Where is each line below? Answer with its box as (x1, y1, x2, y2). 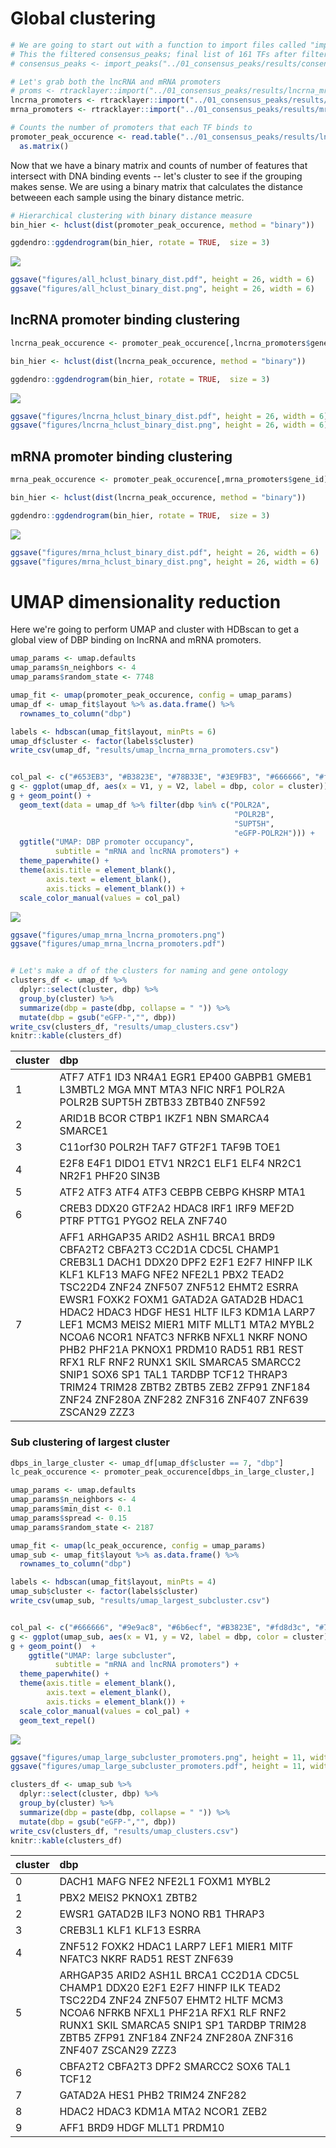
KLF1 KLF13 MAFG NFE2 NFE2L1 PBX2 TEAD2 (59, 1268, 285, 1282)
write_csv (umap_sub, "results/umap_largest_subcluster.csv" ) (10, 1596, 271, 1606)
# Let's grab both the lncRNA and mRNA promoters (10, 77, 222, 87)
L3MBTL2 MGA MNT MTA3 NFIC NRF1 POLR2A (59, 1083, 285, 1097)
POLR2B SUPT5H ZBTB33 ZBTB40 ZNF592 (59, 1095, 267, 1109)
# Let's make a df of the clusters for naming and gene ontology (10, 966, 288, 976)
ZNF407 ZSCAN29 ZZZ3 (59, 2043, 177, 2057)
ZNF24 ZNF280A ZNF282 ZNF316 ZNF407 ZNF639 (59, 1393, 309, 1407)
